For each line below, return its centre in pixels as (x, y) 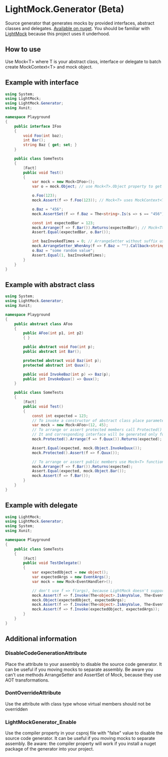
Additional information (41, 639)
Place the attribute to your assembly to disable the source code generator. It (83, 664)
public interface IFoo (38, 126)
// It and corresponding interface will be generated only (94, 435)
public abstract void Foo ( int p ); (59, 347)
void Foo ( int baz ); (43, 136)
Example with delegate (41, 506)
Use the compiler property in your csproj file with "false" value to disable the (84, 733)
